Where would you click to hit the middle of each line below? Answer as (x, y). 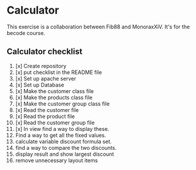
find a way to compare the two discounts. (66, 147)
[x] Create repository (41, 66)
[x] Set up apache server (46, 78)
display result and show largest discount (65, 154)
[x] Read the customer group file (55, 123)
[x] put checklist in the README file (59, 72)
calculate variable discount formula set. (63, 141)
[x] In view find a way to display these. (62, 129)
